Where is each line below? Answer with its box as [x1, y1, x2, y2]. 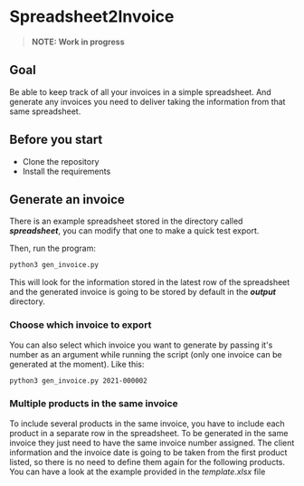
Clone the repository [22, 156, 100, 167]
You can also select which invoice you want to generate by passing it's [9, 339, 273, 350]
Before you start [9, 132, 103, 148]
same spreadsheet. [9, 106, 81, 117]
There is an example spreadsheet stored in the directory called [9, 215, 243, 227]
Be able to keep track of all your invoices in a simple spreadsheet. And [9, 86, 271, 97]
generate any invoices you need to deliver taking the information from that [9, 96, 286, 107]
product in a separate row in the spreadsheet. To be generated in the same [9, 427, 289, 438]
